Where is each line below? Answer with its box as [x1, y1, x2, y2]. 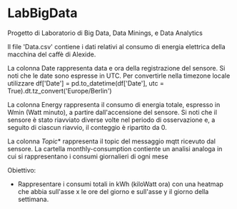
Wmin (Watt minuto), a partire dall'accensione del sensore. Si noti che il [7, 108, 218, 116]
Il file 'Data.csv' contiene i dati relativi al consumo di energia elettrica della [7, 42, 226, 51]
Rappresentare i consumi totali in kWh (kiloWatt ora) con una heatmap [17, 180, 223, 188]
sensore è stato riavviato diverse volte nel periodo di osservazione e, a [7, 116, 216, 124]
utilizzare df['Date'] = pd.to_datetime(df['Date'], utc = [7, 78, 164, 87]
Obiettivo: [7, 165, 36, 174]
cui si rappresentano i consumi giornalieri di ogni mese [7, 152, 169, 160]
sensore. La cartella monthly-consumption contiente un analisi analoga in [7, 144, 223, 153]
